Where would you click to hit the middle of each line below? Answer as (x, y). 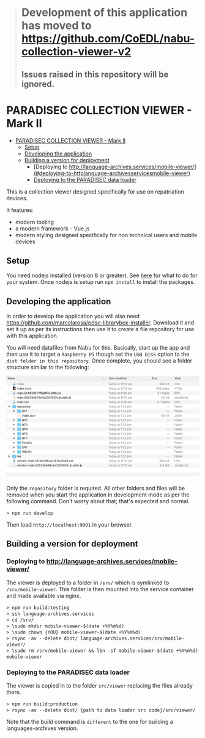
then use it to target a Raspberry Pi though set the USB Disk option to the (98, 354)
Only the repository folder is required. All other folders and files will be (96, 488)
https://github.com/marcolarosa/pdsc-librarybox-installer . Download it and (100, 323)
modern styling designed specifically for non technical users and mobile (106, 235)
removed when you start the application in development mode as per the (98, 495)
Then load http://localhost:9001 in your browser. (70, 524)
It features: (20, 210)
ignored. (38, 84)
